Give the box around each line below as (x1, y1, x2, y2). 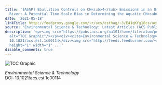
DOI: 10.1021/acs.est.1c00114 (5, 75, 61, 81)
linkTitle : (5, 20, 27, 25)
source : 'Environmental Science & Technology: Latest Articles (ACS (5, 25, 146, 30)
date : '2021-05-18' (5, 16, 44, 21)
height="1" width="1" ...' (9, 43, 64, 48)
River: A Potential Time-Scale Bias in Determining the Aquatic (9, 12, 141, 16)
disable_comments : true (5, 47, 53, 52)
